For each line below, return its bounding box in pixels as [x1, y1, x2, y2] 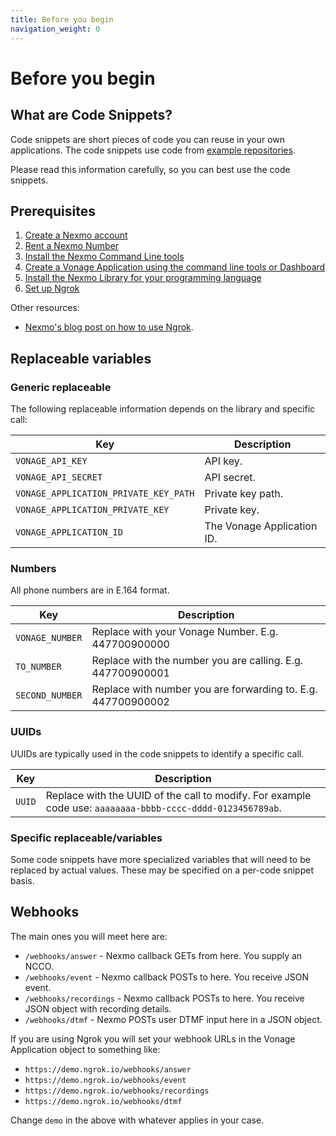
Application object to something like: [10, 1043, 161, 1055]
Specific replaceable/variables [10, 831, 163, 845]
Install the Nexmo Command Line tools [24, 251, 185, 263]
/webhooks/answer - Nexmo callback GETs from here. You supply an [24, 949, 303, 961]
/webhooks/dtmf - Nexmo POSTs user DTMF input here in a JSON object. [24, 1013, 323, 1025]
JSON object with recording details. [24, 1002, 172, 1015]
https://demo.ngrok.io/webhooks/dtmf [24, 1096, 183, 1106]
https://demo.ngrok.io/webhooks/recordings [24, 1086, 210, 1096]
